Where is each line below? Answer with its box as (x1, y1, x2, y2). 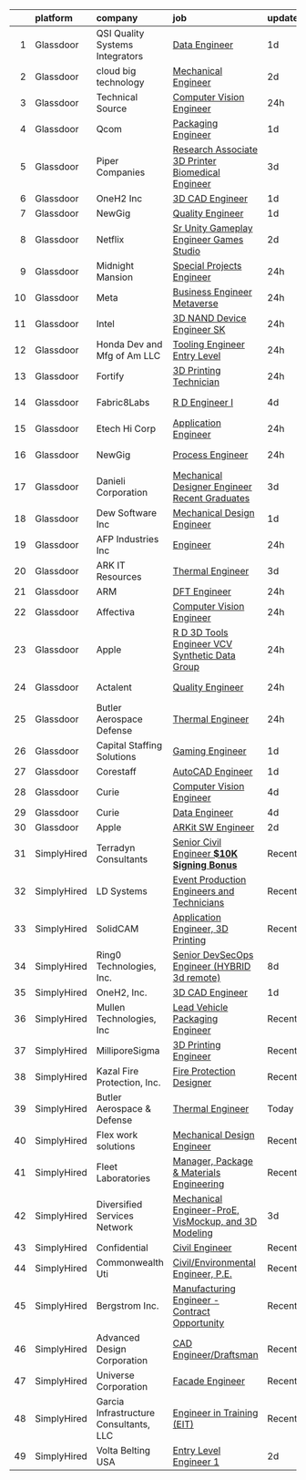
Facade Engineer (172, 1375, 246, 1387)
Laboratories (96, 1172, 151, 1184)
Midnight (96, 260, 135, 272)
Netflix (96, 233, 125, 245)
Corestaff (96, 766, 137, 777)
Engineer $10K (172, 848, 239, 859)
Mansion (96, 271, 134, 283)
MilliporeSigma (96, 1044, 160, 1056)
